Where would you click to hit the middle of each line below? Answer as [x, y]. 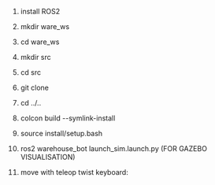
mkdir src [36, 57]
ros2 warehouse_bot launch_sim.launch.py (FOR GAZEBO [114, 148]
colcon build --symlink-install [68, 118]
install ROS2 [40, 11]
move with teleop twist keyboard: [74, 172]
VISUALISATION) [48, 157]
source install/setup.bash [61, 133]
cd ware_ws [40, 42]
